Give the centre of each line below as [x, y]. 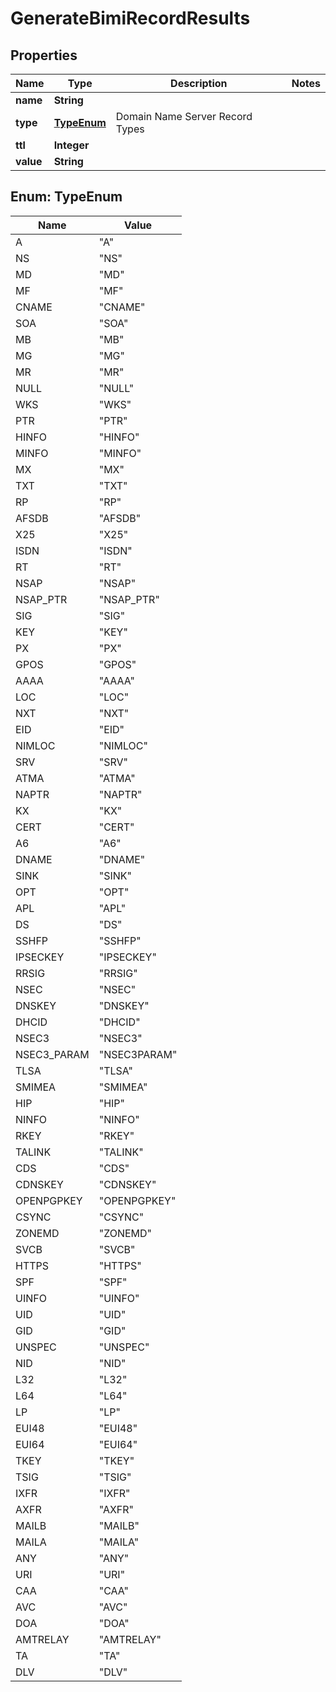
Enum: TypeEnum [66, 197]
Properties [44, 55]
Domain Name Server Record [184, 116]
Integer [71, 145]
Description [199, 83]
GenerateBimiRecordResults [130, 18]
